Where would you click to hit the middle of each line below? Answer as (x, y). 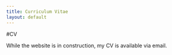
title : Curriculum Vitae (37, 12)
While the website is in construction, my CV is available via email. (87, 46)
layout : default (26, 17)
